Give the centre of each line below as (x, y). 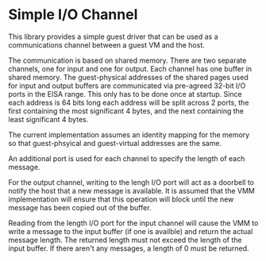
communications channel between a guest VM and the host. (106, 44)
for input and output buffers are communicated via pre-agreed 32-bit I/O (127, 86)
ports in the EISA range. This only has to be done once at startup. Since (125, 94)
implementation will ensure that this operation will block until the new (121, 199)
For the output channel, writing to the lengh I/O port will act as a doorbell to (131, 182)
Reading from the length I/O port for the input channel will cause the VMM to (133, 223)
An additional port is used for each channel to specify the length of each (127, 158)
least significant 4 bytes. (48, 119)
